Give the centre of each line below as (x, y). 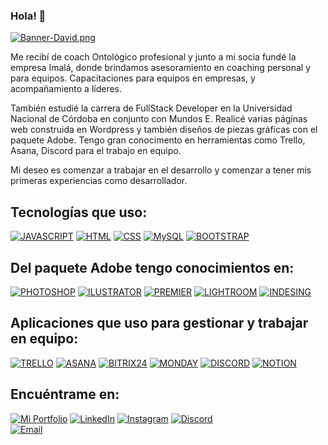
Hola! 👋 (28, 16)
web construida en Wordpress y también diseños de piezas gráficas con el (164, 130)
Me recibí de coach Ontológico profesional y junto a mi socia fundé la (153, 57)
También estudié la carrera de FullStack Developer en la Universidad (151, 108)
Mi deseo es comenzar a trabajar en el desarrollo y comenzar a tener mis (161, 170)
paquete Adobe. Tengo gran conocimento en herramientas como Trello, (158, 140)
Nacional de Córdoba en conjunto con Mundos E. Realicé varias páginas (159, 119)
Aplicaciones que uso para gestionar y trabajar (159, 323)
